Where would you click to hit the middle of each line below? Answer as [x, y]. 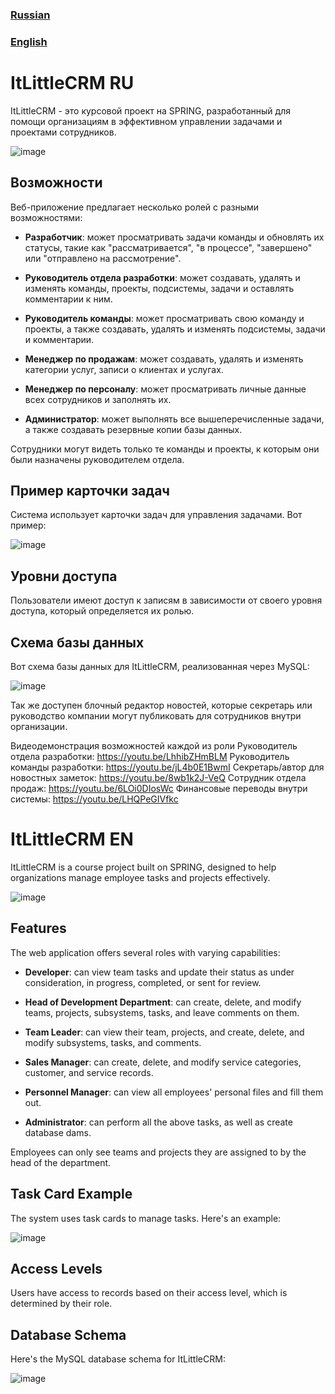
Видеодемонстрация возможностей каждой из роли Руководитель [154, 746]
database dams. [58, 1132]
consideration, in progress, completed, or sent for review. [143, 982]
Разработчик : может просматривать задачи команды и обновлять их [174, 237]
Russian [30, 15]
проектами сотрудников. [63, 132]
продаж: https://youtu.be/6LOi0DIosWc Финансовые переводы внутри [159, 789]
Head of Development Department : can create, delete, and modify [163, 1002]
